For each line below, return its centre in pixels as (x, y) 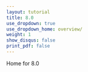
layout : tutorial (28, 12)
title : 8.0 (20, 18)
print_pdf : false (28, 46)
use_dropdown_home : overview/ (45, 29)
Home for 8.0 (23, 63)
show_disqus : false (31, 40)
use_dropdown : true (31, 23)
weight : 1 (19, 35)
